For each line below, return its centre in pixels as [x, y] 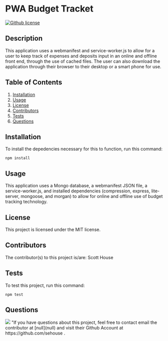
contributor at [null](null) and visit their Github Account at [64, 328]
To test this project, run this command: [45, 285]
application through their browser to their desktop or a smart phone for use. [83, 66]
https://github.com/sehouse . [35, 333]
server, [13, 196]
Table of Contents [34, 83]
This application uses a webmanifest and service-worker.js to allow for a [80, 50]
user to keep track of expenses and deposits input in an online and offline [81, 56]
